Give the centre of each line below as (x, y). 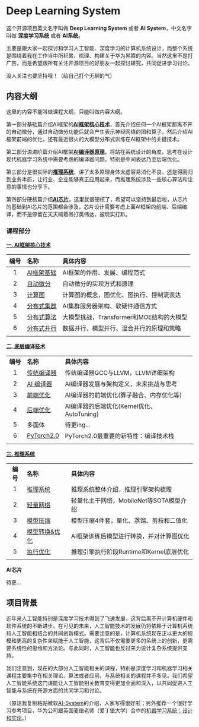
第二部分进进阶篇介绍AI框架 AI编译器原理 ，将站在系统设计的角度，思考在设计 (99, 151)
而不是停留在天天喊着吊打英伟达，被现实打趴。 (73, 214)
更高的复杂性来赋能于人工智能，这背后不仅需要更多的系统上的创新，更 (102, 640)
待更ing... (78, 425)
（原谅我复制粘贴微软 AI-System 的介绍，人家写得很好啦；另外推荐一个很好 (97, 703)
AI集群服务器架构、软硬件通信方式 (110, 306)
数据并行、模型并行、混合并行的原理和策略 (122, 328)
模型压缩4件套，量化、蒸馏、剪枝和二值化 (129, 521)
